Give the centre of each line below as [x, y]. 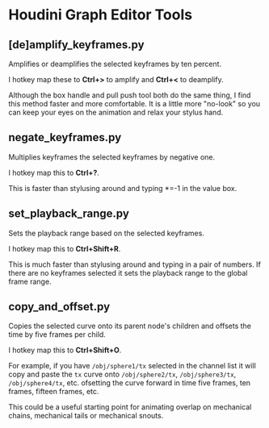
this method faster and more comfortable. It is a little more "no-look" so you [134, 104]
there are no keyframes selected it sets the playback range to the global [128, 272]
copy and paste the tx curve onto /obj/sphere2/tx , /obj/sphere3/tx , [122, 374]
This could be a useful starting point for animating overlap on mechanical [130, 407]
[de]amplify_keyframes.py [76, 45]
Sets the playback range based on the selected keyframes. [106, 233]
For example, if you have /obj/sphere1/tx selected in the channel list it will [132, 366]
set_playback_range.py [69, 214]
